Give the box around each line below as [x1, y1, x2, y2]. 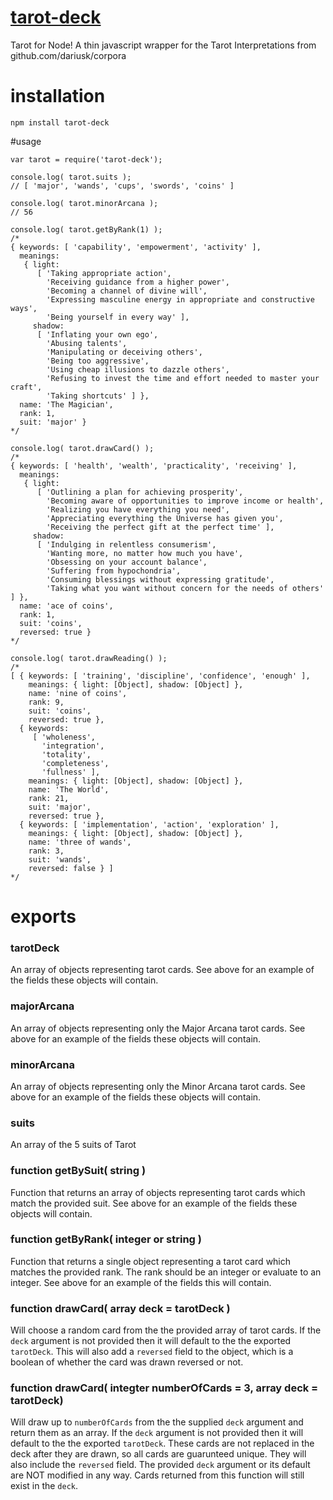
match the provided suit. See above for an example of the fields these [10, 1197, 298, 1209]
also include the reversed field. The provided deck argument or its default [10, 1459, 311, 1471]
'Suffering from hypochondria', [46, 566, 182, 576]
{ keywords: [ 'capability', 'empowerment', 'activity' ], [10, 242, 262, 252]
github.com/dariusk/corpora [10, 49, 127, 61]
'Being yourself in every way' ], [46, 312, 190, 322]
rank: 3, [28, 846, 65, 856]
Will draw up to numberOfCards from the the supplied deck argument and [10, 1416, 304, 1428]
